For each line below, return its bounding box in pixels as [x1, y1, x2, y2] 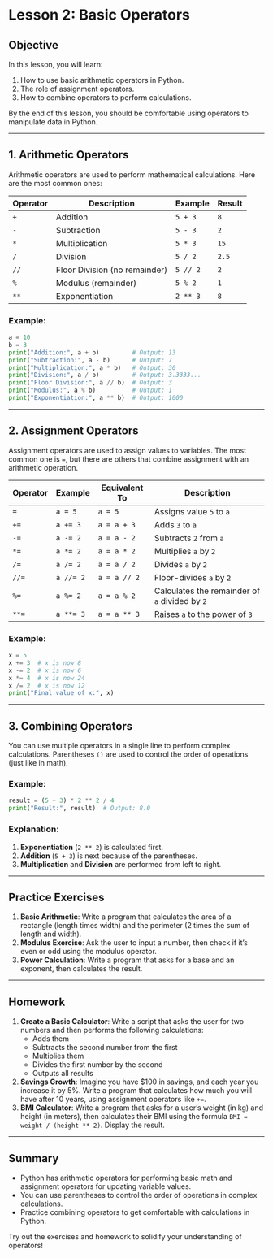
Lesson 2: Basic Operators [8, 6, 191, 24]
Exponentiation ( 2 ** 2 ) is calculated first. [19, 842, 164, 852]
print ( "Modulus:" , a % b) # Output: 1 [8, 386, 173, 395]
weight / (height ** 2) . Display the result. [19, 1120, 165, 1130]
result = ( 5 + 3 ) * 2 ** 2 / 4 [8, 796, 115, 805]
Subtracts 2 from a [154, 532, 225, 544]
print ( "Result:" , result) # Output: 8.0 [8, 805, 151, 813]
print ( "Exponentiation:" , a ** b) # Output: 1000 [8, 394, 184, 402]
